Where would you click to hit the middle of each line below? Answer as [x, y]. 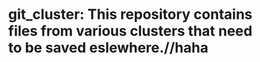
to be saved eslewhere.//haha [108, 48]
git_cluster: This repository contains [130, 15]
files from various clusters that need [130, 31]
